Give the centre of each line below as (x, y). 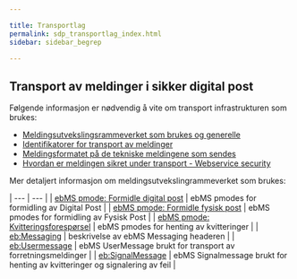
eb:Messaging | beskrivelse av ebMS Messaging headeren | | (122, 236)
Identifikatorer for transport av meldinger (98, 144)
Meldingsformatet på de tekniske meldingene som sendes (129, 154)
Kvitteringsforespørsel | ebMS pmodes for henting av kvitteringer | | (134, 227)
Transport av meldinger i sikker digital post (132, 86)
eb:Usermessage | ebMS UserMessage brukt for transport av (122, 246)
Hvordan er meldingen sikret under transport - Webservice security (146, 163)
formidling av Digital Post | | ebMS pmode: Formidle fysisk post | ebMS (140, 208)
